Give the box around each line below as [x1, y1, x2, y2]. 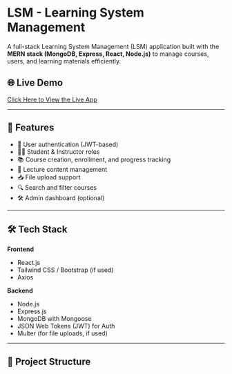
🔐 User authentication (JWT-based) [17, 140, 119, 148]
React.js [17, 259, 41, 267]
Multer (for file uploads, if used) [17, 329, 108, 337]
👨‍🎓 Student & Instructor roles [17, 147, 100, 156]
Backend [7, 286, 33, 295]
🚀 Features [7, 122, 55, 134]
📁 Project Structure [7, 355, 91, 367]
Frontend [7, 245, 35, 253]
